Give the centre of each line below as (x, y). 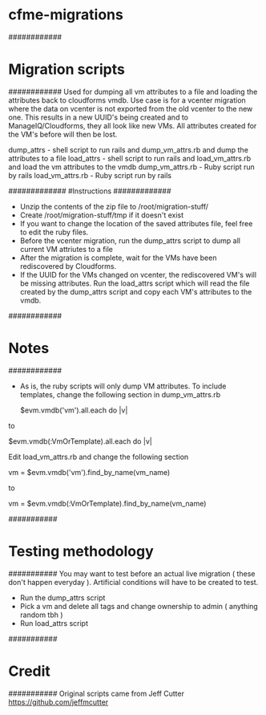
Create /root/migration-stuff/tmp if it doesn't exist (102, 215)
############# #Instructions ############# (90, 191)
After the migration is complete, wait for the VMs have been (118, 258)
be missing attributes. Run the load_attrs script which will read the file (135, 283)
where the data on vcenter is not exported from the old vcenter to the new (131, 108)
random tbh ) (41, 615)
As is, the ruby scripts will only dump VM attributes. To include (123, 386)
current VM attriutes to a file (66, 249)
